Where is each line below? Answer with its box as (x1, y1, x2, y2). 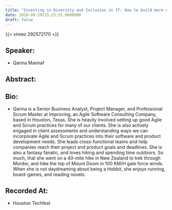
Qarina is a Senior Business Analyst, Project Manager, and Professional (12, 106, 163, 112)
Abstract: (5, 75, 36, 83)
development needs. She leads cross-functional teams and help (12, 138, 148, 145)
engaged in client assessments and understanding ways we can (12, 128, 148, 134)
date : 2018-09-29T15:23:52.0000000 (5, 12, 81, 17)
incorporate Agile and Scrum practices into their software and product (12, 133, 161, 139)
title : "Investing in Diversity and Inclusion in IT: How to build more (5, 7, 164, 13)
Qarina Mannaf (12, 60, 45, 66)
